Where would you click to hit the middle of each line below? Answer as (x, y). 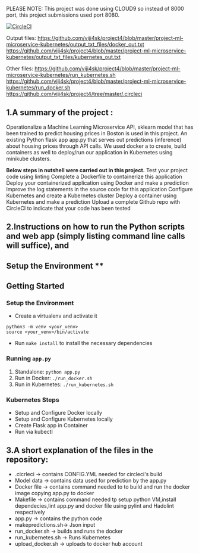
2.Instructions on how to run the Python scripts (96, 227)
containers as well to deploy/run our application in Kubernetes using (89, 152)
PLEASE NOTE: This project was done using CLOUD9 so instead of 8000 (95, 9)
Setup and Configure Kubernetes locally (64, 419)
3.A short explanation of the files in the (80, 450)
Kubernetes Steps (33, 400)
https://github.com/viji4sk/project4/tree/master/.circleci (74, 94)
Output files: (21, 38)
